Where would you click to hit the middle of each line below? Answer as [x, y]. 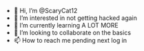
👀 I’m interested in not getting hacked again [75, 18]
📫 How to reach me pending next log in [70, 40]
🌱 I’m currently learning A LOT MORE [66, 25]
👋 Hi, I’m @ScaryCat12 [45, 11]
